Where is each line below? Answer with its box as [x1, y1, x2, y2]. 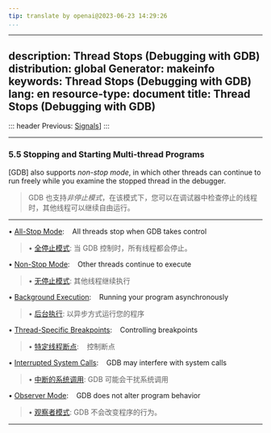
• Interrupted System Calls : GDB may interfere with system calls [8, 357, 227, 368]
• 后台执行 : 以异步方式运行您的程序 [27, 309, 145, 318]
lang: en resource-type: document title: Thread [8, 87, 251, 101]
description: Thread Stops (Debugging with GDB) [8, 49, 261, 63]
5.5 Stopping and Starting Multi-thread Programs [8, 149, 205, 160]
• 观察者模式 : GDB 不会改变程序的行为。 [27, 407, 162, 417]
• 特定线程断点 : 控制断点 [27, 341, 115, 351]
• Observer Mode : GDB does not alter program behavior [8, 390, 201, 400]
